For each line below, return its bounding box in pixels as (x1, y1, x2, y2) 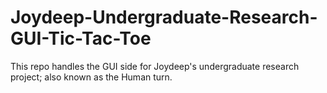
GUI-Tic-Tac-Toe (10, 27, 152, 50)
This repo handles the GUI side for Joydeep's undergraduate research (10, 60, 300, 72)
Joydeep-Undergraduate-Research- (10, 6, 318, 29)
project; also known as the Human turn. (10, 71, 173, 83)
